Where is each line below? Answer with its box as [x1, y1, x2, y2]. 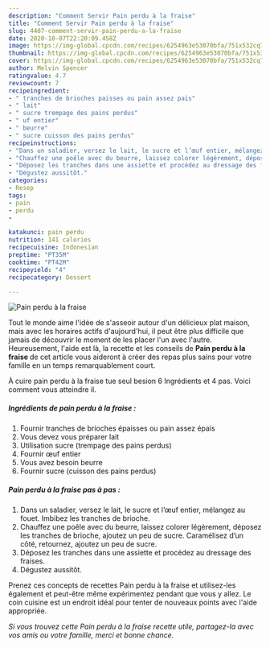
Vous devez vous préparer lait [19, 432, 119, 442]
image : [8, 42, 31, 50]
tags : [8, 191, 27, 200]
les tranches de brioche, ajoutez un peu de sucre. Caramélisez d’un [19, 530, 243, 540]
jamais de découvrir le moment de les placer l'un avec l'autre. [8, 335, 213, 345]
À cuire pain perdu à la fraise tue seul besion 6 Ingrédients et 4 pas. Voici [8, 376, 251, 386]
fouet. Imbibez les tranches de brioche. [19, 514, 150, 523]
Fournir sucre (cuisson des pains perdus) [19, 466, 157, 476]
